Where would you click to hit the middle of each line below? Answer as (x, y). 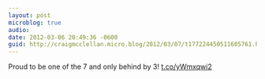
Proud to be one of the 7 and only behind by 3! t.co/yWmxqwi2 (110, 66)
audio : (19, 30)
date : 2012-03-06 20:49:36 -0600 (63, 37)
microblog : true (35, 23)
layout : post (30, 15)
